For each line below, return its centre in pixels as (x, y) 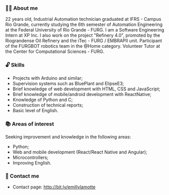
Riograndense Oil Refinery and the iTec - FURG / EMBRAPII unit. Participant (84, 41)
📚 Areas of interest (30, 124)
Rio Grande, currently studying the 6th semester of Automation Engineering (84, 24)
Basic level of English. (35, 110)
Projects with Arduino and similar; (48, 78)
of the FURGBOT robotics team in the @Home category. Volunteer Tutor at (83, 46)
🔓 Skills (15, 65)
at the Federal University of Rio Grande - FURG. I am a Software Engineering (85, 30)
